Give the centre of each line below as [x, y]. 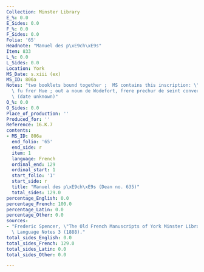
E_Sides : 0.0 [23, 23]
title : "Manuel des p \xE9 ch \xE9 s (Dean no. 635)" [76, 187]
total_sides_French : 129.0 [40, 243]
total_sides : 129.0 [36, 192]
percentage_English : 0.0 [38, 198]
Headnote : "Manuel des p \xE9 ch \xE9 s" [54, 46]
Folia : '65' [21, 40]
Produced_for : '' [28, 119]
